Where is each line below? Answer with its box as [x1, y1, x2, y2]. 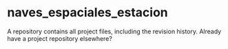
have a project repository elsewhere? [7, 34, 112, 42]
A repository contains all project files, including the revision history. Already [7, 27, 222, 35]
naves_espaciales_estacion [7, 5, 168, 20]
